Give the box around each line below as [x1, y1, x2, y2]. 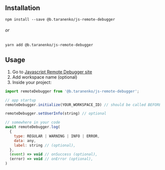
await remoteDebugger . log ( [5, 125, 60, 130]
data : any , [14, 138, 36, 143]
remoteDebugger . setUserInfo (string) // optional [5, 111, 107, 116]
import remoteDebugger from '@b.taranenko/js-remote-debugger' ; [5, 88, 139, 94]
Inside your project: [12, 79, 52, 85]
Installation [5, 4, 40, 12]
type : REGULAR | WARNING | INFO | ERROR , [14, 134, 100, 139]
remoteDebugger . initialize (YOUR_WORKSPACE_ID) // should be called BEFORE [5, 102, 162, 107]
